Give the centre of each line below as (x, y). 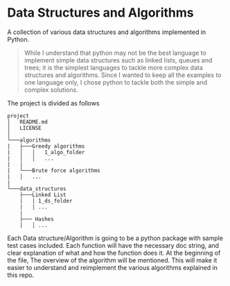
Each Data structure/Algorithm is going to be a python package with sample (115, 238)
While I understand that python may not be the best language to (115, 53)
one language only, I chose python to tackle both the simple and (116, 82)
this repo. (21, 275)
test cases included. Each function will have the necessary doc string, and (113, 245)
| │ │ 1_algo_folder (46, 152)
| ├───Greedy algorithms (46, 146)
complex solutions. (51, 90)
